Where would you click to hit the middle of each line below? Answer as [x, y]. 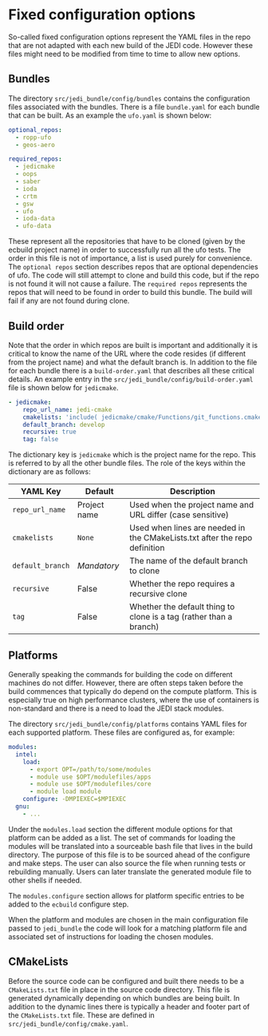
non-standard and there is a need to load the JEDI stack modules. [116, 708]
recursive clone [158, 594]
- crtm [26, 196]
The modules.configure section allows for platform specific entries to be [126, 895]
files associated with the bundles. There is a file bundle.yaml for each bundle [134, 106]
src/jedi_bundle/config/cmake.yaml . [69, 1023]
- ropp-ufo [33, 137]
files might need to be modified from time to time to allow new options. [124, 54]
